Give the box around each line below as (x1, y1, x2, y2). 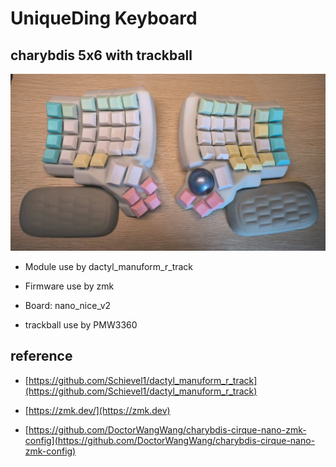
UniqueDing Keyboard (10, 7, 198, 30)
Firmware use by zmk (24, 280, 115, 292)
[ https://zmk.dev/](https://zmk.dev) (24, 404, 171, 416)
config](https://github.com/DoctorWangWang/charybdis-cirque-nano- (24, 434, 316, 446)
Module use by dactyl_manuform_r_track (24, 261, 194, 272)
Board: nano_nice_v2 (24, 300, 112, 311)
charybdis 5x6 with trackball (10, 47, 193, 64)
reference (10, 348, 73, 365)
